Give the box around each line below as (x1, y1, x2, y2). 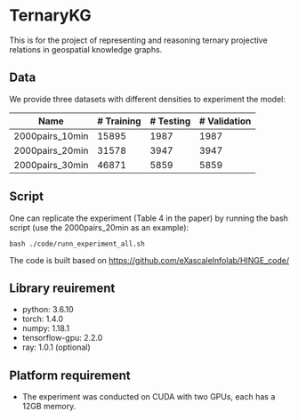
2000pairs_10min (13, 130, 89, 142)
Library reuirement (9, 280, 116, 295)
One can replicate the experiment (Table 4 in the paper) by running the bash (9, 213, 289, 223)
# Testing (149, 115, 191, 127)
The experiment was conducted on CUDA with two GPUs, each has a (21, 392, 276, 402)
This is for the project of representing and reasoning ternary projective (9, 35, 269, 45)
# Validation (198, 115, 252, 127)
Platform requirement (9, 367, 131, 383)
